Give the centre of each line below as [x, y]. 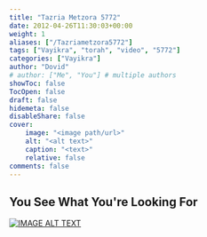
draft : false [33, 100]
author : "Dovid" [39, 67]
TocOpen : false [37, 91]
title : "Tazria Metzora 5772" [65, 17]
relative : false [56, 158]
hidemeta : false [39, 108]
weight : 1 [28, 34]
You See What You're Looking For [103, 202]
